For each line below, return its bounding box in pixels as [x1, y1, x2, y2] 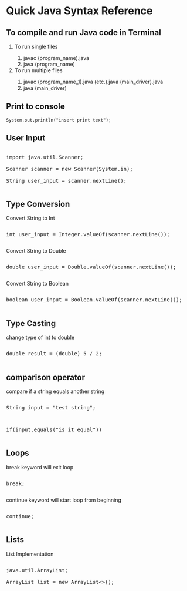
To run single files [14, 43, 58, 50]
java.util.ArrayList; [6, 567, 69, 573]
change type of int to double [6, 334, 75, 341]
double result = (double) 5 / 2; [6, 351, 103, 357]
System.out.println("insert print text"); [6, 117, 111, 123]
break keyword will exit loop [6, 464, 74, 471]
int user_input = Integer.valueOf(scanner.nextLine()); [6, 231, 170, 238]
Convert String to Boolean [6, 280, 69, 287]
